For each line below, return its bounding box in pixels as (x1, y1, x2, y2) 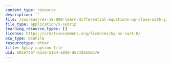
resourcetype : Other (5, 41, 50, 46)
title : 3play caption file (5, 45, 63, 50)
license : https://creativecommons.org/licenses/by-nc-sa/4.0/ (5, 31, 141, 36)
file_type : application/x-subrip (5, 21, 77, 27)
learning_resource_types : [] (5, 26, 68, 31)
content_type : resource (5, 7, 56, 13)
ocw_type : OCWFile (5, 36, 45, 41)
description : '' (5, 12, 40, 17)
